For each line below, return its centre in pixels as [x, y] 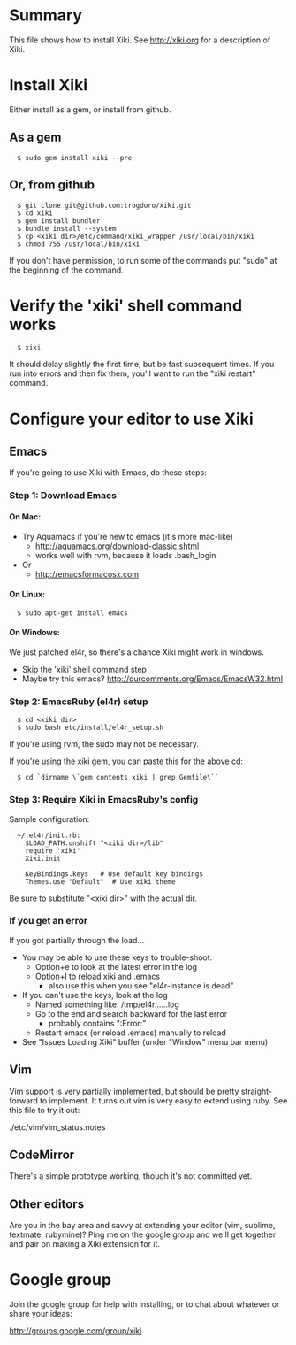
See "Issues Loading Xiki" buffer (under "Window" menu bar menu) [145, 1041]
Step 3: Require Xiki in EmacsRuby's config [104, 800]
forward [23, 1100]
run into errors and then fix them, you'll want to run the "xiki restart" [133, 373]
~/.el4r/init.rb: [49, 835]
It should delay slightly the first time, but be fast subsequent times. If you [142, 365]
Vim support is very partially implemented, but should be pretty [124, 1091]
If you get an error [49, 921]
